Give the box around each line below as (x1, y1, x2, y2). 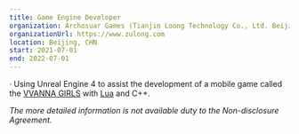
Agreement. (9, 114, 53, 125)
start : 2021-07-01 (9, 46, 77, 55)
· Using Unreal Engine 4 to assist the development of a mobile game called (9, 79, 283, 89)
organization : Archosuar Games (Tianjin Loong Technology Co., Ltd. (9, 21, 269, 30)
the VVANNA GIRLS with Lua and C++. (9, 88, 151, 99)
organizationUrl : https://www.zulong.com (9, 29, 166, 38)
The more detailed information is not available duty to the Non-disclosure (9, 106, 279, 115)
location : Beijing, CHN (9, 37, 98, 47)
